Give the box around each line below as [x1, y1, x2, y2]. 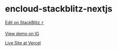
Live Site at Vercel [5, 40, 41, 46]
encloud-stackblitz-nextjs [5, 3, 113, 14]
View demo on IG [5, 30, 40, 37]
